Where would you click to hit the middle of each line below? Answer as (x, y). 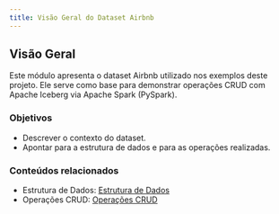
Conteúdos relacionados (64, 170)
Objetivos (31, 118)
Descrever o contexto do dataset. (84, 138)
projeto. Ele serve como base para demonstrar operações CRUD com (138, 85)
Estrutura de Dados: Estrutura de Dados (96, 191)
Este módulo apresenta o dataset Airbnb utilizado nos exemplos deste (139, 76)
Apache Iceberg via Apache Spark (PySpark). (93, 94)
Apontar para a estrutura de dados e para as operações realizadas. (146, 147)
